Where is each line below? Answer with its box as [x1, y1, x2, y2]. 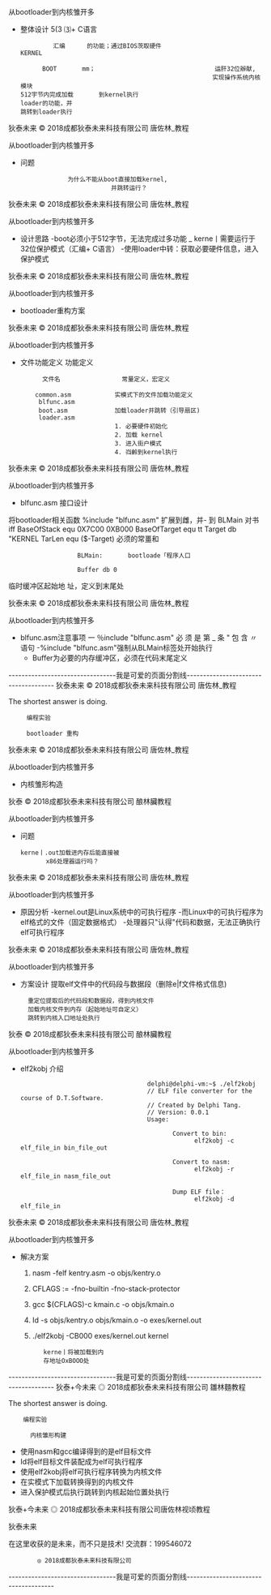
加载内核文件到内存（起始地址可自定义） [28, 1005, 143, 1013]
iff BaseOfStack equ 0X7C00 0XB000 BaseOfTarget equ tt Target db [8, 524, 237, 534]
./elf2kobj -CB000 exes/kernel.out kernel [32, 1331, 169, 1340]
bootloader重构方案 [19, 306, 86, 315]
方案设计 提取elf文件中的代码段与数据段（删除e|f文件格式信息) [19, 979, 227, 988]
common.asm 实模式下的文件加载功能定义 [35, 391, 193, 399]
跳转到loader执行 [19, 108, 73, 116]
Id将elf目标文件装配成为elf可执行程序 [19, 1457, 143, 1466]
